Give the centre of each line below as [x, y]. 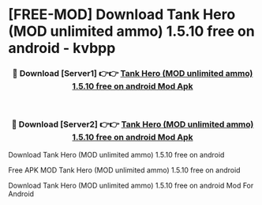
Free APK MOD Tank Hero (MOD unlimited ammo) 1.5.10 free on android [124, 170]
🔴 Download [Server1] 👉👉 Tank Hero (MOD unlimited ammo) [133, 74]
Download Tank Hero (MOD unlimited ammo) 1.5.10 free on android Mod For [131, 185]
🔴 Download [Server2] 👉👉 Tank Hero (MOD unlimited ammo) [133, 124]
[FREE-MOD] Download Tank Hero [122, 15]
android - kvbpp [62, 48]
